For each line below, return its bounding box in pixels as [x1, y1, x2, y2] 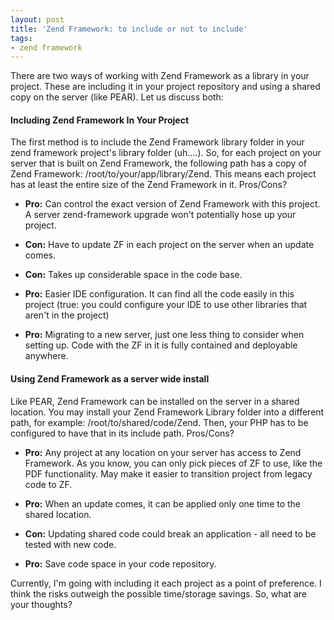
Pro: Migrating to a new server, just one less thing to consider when [24, 329, 305, 341]
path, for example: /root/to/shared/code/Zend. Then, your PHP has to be [10, 416, 309, 428]
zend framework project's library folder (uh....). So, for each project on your [10, 147, 322, 159]
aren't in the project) [24, 309, 110, 321]
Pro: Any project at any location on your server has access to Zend [24, 446, 302, 458]
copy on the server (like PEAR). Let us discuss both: [10, 91, 224, 103]
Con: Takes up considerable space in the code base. [24, 269, 243, 281]
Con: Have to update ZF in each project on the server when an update [24, 239, 315, 251]
